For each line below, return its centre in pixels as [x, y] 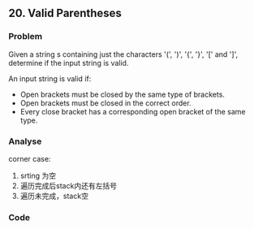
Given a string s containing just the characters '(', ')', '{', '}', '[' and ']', [123, 54]
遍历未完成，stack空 [54, 196]
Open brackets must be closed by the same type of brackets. [123, 94]
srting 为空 [38, 175]
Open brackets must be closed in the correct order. [106, 103]
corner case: [30, 158]
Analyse [25, 141]
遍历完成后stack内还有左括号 [69, 185]
